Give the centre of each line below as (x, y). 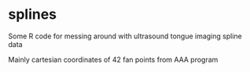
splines (33, 14)
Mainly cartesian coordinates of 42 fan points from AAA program (113, 59)
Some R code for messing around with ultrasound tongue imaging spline (125, 36)
